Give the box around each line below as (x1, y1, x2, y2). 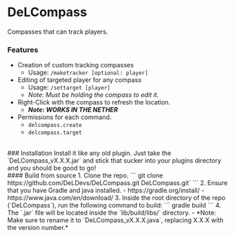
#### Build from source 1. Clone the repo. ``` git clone (7, 171, 163, 180)
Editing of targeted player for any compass (17, 76, 142, 84)
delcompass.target (27, 129, 82, 137)
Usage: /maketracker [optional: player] (27, 68, 148, 77)
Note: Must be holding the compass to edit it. (27, 90, 160, 99)
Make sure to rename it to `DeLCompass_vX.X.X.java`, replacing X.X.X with (7, 216, 224, 224)
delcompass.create (27, 122, 82, 129)
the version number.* (7, 224, 69, 232)
